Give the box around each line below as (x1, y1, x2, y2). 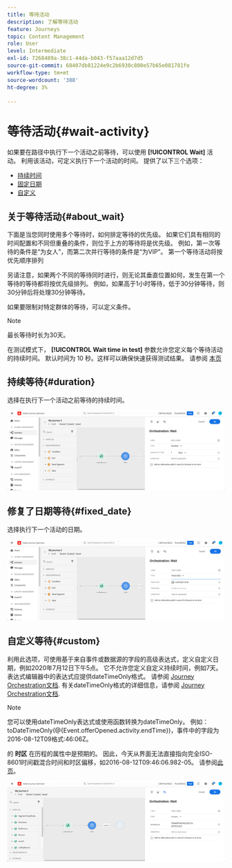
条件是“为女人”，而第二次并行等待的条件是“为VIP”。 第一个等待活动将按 (19, 248, 223, 255)
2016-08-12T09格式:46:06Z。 (7, 735, 93, 743)
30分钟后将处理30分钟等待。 (7, 288, 89, 296)
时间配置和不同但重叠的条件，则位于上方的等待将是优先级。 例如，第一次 (7, 239, 215, 247)
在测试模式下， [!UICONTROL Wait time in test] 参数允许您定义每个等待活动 (7, 346, 223, 353)
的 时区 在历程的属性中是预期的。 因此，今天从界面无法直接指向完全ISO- (7, 749, 213, 758)
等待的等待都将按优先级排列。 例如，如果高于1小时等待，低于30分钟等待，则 (7, 279, 225, 288)
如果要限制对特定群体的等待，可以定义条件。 (7, 303, 135, 310)
